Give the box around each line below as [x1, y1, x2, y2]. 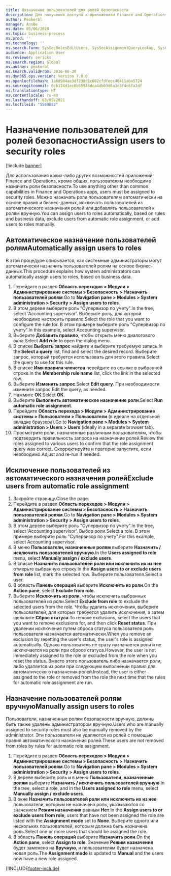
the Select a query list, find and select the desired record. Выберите [13, 348, 157, 354]
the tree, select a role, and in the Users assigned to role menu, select [13, 785, 159, 791]
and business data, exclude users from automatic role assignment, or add [6, 216, 159, 222]
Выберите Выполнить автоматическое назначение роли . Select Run [13, 397, 163, 403]
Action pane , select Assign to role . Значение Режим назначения [13, 839, 154, 845]
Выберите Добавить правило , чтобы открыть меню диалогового [13, 332, 155, 338]
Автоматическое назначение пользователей [6, 236, 156, 244]
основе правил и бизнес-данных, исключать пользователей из [6, 200, 143, 206]
